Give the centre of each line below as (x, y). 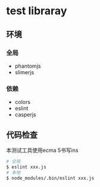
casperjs (26, 115)
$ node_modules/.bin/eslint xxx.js (50, 178)
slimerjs (24, 72)
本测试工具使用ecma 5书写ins (42, 150)
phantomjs (28, 66)
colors (23, 102)
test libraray (37, 11)
